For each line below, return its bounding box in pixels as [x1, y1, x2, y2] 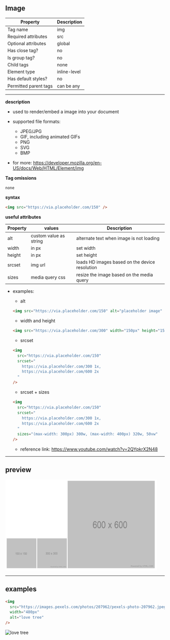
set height [76, 252, 97, 258]
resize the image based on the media [76, 272, 153, 278]
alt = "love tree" [10, 615, 44, 620]
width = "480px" [10, 610, 39, 615]
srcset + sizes [20, 389, 50, 395]
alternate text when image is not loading [76, 235, 160, 242]
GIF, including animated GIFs [20, 134, 80, 140]
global [57, 41, 70, 47]
